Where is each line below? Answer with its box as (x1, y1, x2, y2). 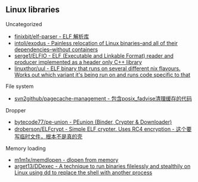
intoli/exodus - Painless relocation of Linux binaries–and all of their (14, 39, 178, 46)
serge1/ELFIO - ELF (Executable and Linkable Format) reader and (14, 52, 174, 59)
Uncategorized (5, 20, 42, 27)
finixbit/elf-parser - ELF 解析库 (14, 33, 89, 40)
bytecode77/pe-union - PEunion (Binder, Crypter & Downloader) (14, 118, 172, 125)
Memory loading (5, 145, 46, 152)
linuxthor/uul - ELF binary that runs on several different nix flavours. (14, 65, 181, 72)
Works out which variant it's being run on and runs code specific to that (14, 71, 191, 78)
